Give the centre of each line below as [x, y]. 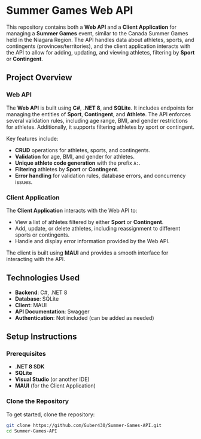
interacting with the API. [36, 259]
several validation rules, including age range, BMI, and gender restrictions [97, 120]
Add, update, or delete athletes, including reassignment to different [98, 228]
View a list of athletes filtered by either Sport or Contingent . [89, 222]
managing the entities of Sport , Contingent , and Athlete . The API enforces [99, 114]
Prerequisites [26, 354]
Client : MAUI [31, 305]
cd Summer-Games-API [32, 431]
